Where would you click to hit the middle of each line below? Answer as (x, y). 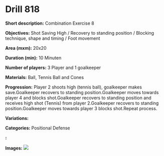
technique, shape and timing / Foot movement (53, 38)
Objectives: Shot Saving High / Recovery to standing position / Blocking (80, 33)
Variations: (17, 118)
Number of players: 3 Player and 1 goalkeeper (53, 67)
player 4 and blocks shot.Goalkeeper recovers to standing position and (78, 98)
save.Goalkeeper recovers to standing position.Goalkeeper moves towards (82, 92)
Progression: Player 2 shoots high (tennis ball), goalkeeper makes (73, 87)
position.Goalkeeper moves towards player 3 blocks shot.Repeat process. (81, 108)
